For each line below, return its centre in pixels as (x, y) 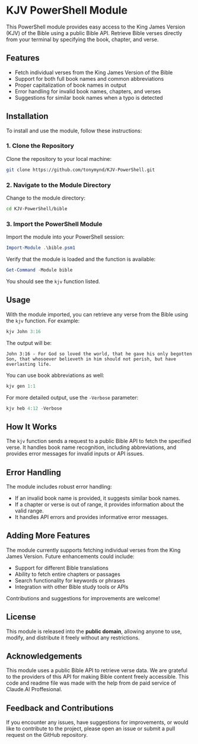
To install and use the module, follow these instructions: (74, 131)
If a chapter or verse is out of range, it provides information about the (99, 505)
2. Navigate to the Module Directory (59, 185)
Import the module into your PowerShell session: (66, 237)
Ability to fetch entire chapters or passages (67, 574)
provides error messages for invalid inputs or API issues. (75, 454)
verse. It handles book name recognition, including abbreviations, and (91, 447)
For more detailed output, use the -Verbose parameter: (72, 397)
